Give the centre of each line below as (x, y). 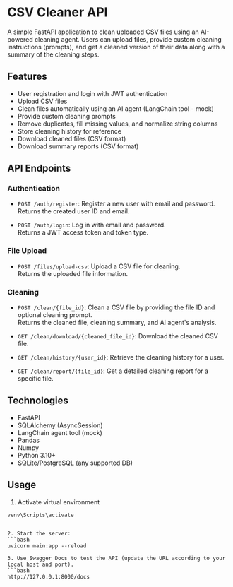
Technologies (38, 401)
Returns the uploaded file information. (73, 273)
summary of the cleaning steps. (53, 54)
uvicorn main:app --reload (47, 546)
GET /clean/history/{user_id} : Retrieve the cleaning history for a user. (121, 357)
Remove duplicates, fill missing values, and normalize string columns (118, 124)
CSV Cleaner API (58, 12)
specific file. (35, 379)
